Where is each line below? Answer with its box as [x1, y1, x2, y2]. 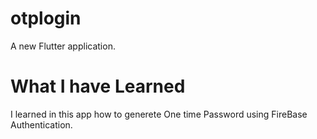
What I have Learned [10, 75, 186, 98]
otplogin [10, 7, 82, 30]
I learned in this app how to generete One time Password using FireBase [10, 108, 308, 120]
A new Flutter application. [10, 40, 116, 52]
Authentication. [10, 118, 73, 131]
